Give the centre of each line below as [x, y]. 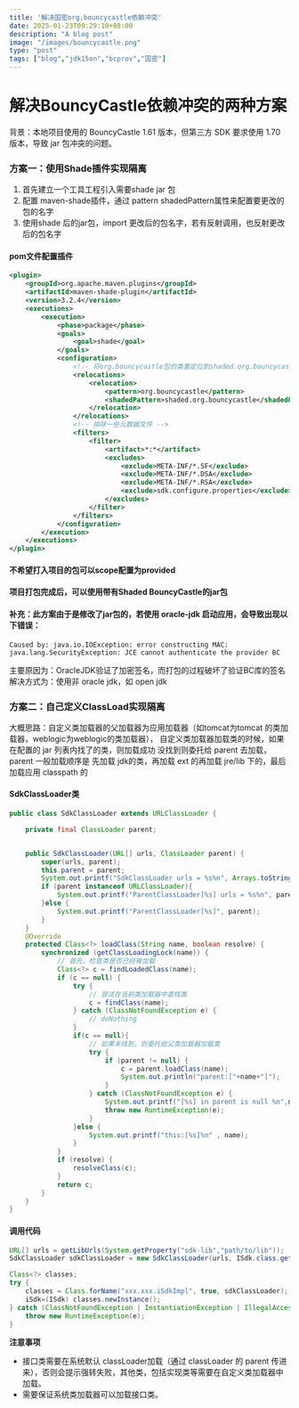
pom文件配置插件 [41, 256]
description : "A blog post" [61, 34]
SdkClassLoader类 [44, 794]
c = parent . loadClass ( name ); [174, 1069]
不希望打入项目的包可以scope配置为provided [93, 570]
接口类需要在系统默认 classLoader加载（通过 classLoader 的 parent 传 [150, 1361]
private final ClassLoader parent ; [91, 829]
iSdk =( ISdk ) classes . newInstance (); [93, 1299]
